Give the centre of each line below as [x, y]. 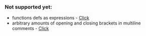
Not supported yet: [28, 7]
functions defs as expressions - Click [51, 18]
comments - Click [30, 28]
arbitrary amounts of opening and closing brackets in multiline [76, 23]
